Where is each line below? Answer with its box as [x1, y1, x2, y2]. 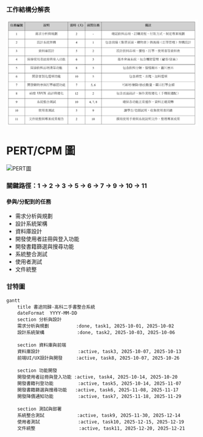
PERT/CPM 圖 [6, 144, 76, 158]
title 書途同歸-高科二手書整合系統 [17, 304, 95, 310]
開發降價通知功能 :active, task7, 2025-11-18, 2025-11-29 [17, 393, 182, 399]
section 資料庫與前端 [17, 342, 67, 348]
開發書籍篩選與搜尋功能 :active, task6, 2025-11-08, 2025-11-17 [17, 386, 179, 393]
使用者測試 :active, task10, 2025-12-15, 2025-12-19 [17, 419, 184, 425]
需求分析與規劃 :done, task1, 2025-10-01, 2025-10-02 [17, 323, 174, 329]
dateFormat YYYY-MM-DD [17, 310, 78, 316]
